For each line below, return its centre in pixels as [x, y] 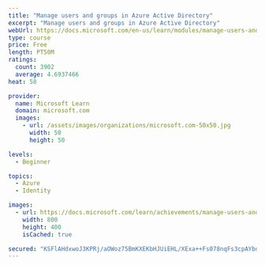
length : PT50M [32, 52]
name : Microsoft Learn [52, 104]
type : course [30, 38]
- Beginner [33, 162]
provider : [24, 96]
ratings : [22, 60]
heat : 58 [22, 81]
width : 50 [45, 133]
